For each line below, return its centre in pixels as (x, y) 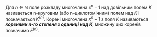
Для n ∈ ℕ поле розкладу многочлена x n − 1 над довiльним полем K (78, 7)
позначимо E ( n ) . (22, 30)
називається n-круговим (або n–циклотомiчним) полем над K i (72, 13)
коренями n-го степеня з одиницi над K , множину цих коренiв (73, 24)
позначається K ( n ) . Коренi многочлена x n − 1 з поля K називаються (77, 19)
